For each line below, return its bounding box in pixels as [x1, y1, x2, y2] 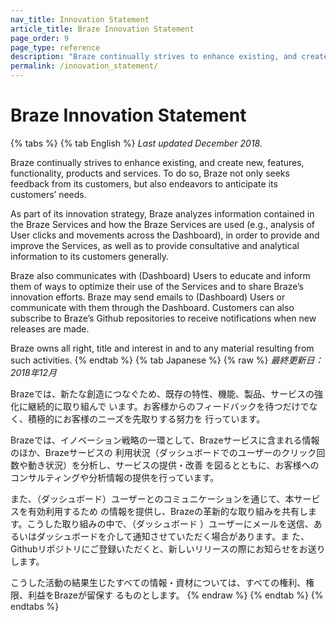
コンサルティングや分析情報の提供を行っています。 [10, 471, 220, 483]
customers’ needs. [10, 188, 87, 200]
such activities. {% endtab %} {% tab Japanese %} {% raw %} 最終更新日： [10, 354, 324, 366]
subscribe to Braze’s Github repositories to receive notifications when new [10, 312, 317, 324]
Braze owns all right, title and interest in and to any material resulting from [10, 342, 315, 354]
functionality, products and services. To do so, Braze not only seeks [10, 167, 290, 179]
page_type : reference [10, 42, 101, 53]
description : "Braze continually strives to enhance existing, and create [10, 52, 329, 62]
